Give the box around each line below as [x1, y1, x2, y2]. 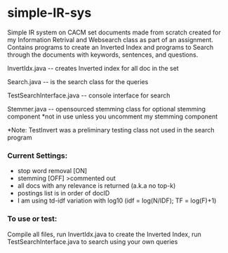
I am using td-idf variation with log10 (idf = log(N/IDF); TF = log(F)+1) [17, 196, 217, 205]
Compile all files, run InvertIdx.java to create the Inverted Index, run [7, 230, 202, 238]
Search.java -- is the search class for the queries [7, 77, 149, 86]
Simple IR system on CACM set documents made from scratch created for [7, 28, 221, 36]
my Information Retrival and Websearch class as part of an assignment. [7, 35, 214, 43]
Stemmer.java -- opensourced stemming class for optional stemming [7, 104, 206, 113]
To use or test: [7, 214, 58, 224]
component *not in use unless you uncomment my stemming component [7, 112, 218, 121]
